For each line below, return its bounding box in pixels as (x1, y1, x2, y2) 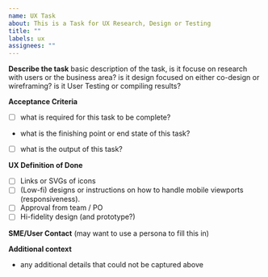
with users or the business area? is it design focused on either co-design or (8, 73, 260, 82)
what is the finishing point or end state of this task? (19, 128, 191, 138)
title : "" (8, 27, 42, 35)
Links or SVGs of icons (19, 176, 96, 186)
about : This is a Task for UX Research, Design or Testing (8, 19, 211, 27)
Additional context (8, 244, 73, 254)
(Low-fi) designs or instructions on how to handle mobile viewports (19, 185, 244, 195)
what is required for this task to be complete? (19, 112, 171, 122)
